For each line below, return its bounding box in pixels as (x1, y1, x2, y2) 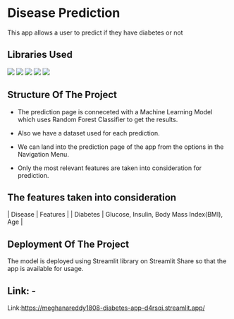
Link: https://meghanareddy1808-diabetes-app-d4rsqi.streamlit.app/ (7, 303, 206, 312)
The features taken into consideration (7, 191, 177, 203)
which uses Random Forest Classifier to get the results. (17, 115, 178, 124)
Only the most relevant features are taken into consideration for (17, 164, 202, 172)
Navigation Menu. (17, 150, 69, 158)
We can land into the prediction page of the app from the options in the (17, 143, 224, 151)
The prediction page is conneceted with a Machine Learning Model (17, 107, 213, 116)
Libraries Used (7, 49, 73, 61)
